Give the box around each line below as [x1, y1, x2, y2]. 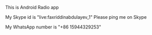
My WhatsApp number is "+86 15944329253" [5, 24, 101, 30]
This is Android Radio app [5, 5, 59, 10]
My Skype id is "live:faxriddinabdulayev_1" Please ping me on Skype [5, 14, 147, 20]
